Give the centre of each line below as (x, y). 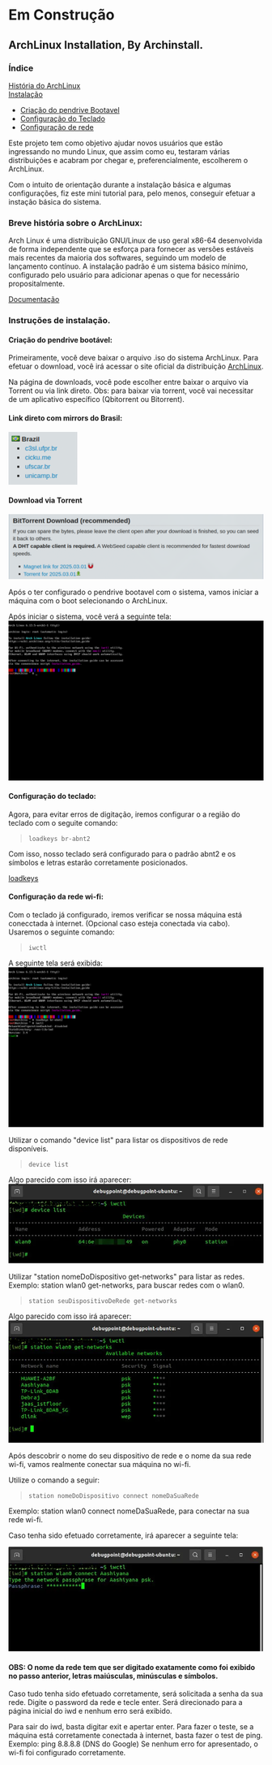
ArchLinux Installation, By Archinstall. (106, 45)
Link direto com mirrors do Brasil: (66, 418)
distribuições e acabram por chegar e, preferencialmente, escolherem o (128, 160)
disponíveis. (28, 1149)
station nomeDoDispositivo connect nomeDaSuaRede (114, 1495)
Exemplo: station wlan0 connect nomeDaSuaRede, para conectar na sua (129, 1511)
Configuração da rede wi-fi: (56, 897)
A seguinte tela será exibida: (55, 963)
